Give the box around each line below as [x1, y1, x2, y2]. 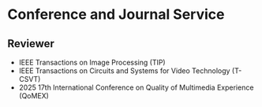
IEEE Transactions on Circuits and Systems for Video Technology [18, 66, 230, 76]
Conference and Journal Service [7, 6, 225, 24]
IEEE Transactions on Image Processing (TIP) [18, 57, 167, 67]
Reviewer [7, 37, 54, 50]
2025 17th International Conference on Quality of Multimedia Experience [18, 83, 254, 92]
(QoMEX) [18, 91, 49, 100]
